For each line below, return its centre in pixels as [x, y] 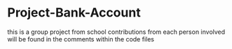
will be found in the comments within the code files [81, 39]
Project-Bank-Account [74, 13]
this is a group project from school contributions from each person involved [116, 32]
